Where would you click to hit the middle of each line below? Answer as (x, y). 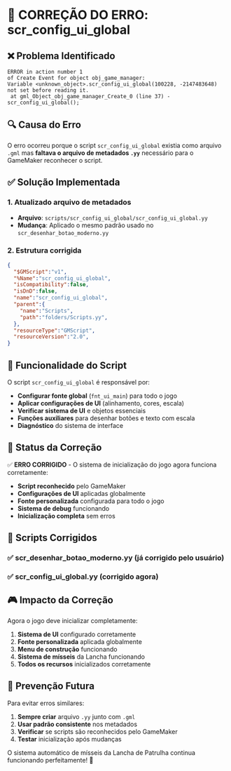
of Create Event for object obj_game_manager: (76, 78)
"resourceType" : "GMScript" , (55, 330)
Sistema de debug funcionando (63, 508)
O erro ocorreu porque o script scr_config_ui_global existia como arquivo (114, 145)
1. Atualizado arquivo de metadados (69, 202)
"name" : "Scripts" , (47, 311)
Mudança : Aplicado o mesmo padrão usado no (85, 225)
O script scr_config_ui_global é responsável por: (79, 382)
